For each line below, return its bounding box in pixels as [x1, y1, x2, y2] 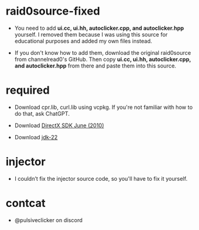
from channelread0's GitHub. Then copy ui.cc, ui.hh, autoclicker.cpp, [14, 55, 191, 63]
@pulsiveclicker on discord [14, 216, 83, 223]
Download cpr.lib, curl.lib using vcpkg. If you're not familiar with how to [14, 103, 193, 111]
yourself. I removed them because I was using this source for [14, 30, 168, 38]
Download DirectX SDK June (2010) [14, 122, 105, 129]
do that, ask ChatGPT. [14, 110, 70, 117]
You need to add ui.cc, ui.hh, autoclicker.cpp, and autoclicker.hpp [14, 24, 184, 32]
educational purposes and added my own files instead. [14, 37, 153, 44]
